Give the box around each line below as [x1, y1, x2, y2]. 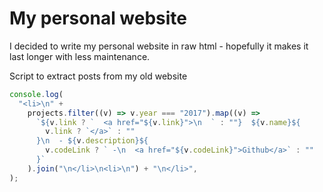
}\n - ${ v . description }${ [35, 136, 149, 146]
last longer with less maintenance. [9, 50, 151, 62]
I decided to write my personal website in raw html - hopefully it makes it [9, 40, 309, 52]
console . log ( [9, 89, 64, 99]
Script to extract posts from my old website [9, 70, 188, 82]
